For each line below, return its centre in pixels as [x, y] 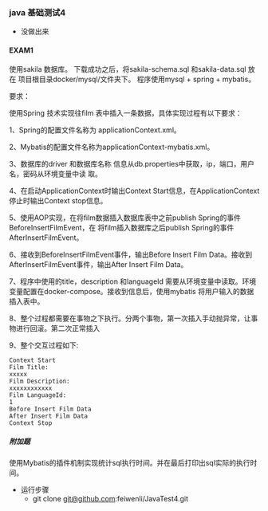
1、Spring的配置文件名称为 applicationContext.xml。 [95, 130]
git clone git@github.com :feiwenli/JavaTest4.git [110, 499]
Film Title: [29, 367]
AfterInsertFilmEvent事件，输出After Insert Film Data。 [99, 264]
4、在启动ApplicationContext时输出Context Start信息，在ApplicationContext [134, 191]
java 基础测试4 [37, 12]
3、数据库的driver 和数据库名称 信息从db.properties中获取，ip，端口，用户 [132, 163]
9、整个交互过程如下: [44, 345]
